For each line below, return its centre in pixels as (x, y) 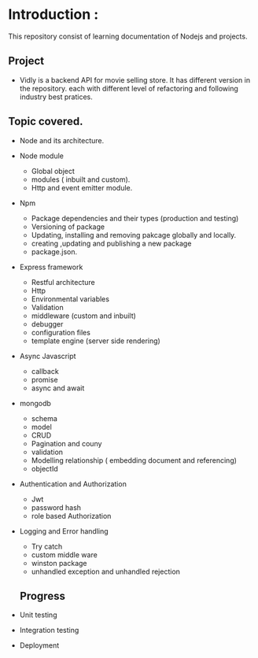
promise (44, 379)
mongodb (35, 403)
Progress (42, 596)
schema (44, 418)
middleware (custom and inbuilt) (83, 316)
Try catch (47, 546)
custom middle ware (64, 554)
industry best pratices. (56, 97)
